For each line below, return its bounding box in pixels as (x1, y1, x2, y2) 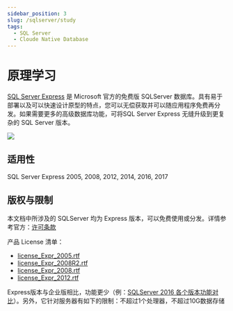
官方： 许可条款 (13, 223, 56, 231)
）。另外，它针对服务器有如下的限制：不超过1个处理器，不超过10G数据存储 (13, 296, 225, 305)
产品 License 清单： (7, 237, 64, 246)
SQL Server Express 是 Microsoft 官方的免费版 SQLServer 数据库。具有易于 (7, 92, 223, 101)
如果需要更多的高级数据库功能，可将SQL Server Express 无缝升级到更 (19, 110, 219, 118)
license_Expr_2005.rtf (17, 251, 80, 260)
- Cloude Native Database (13, 36, 89, 43)
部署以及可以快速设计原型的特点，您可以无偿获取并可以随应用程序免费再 (7, 101, 214, 110)
